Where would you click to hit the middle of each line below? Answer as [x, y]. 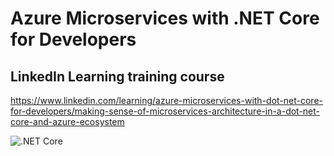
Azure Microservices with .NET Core [165, 18]
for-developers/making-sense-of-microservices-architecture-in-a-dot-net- [165, 111]
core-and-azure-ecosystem [67, 121]
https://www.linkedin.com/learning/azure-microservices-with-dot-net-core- [167, 100]
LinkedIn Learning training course [117, 76]
